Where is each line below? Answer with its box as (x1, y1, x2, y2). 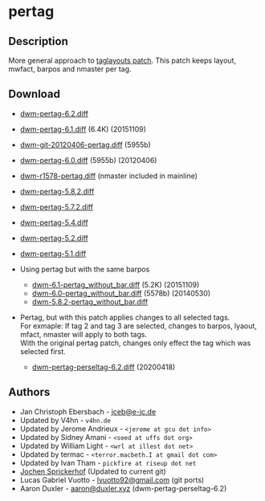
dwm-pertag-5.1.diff (19, 248, 87, 259)
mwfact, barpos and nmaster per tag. (8, 64, 132, 74)
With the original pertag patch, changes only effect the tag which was (19, 338, 251, 348)
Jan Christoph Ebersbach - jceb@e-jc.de (19, 406, 157, 416)
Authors (8, 385, 51, 399)
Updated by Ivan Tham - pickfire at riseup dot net (19, 458, 197, 467)
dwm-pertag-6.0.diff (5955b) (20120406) (19, 155, 157, 165)
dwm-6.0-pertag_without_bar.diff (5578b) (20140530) (31, 288, 211, 298)
